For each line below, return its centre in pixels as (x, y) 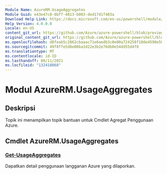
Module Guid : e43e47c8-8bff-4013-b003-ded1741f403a (60, 14)
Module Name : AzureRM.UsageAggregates (45, 10)
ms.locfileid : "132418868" (33, 65)
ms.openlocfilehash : (27, 42)
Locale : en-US (20, 28)
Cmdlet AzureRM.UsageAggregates (62, 141)
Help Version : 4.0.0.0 (29, 24)
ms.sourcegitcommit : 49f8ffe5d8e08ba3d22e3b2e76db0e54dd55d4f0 (72, 47)
